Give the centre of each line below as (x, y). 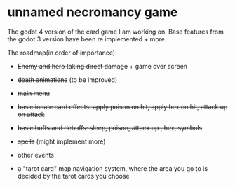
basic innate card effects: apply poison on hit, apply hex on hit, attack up (122, 106)
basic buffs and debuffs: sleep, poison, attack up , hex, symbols (110, 127)
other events (36, 155)
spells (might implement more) (61, 141)
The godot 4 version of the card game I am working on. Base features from (116, 32)
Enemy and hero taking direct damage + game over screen (102, 66)
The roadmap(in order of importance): (62, 53)
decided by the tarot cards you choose (73, 176)
